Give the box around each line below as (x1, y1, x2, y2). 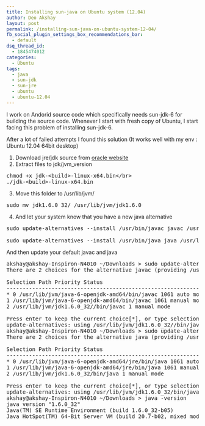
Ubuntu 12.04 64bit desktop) (6, 142, 79, 150)
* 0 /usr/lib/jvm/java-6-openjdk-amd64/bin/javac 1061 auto (6, 291, 190, 298)
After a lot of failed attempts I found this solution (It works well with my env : (6, 135, 198, 143)
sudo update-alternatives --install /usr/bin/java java (6, 237, 177, 244)
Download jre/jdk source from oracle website (15, 154, 129, 161)
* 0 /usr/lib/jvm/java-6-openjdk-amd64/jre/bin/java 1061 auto (6, 358, 200, 365)
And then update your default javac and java (6, 248, 118, 256)
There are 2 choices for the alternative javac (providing (6, 266, 187, 273)
